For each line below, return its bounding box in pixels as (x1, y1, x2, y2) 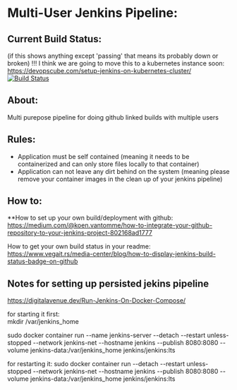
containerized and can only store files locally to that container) (17, 160, 200, 168)
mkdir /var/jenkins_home (7, 317, 79, 326)
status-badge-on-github (7, 257, 78, 265)
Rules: (7, 134, 36, 146)
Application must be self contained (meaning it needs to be (17, 152, 190, 161)
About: (7, 94, 39, 106)
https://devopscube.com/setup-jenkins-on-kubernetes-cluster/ (7, 67, 192, 75)
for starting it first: (7, 310, 60, 318)
